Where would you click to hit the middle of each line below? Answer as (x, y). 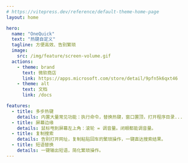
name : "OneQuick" (33, 34)
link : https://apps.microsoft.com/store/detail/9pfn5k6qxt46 (100, 79)
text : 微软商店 (39, 73)
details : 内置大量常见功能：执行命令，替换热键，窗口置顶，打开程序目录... (100, 117)
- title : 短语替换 (33, 145)
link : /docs (37, 95)
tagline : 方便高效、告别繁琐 (44, 45)
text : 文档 (35, 90)
